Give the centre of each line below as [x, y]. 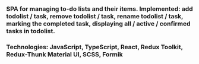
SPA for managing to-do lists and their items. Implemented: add [99, 9]
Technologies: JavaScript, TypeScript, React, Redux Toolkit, [94, 47]
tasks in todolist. [31, 31]
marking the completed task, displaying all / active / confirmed [99, 24]
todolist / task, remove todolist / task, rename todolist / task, [95, 16]
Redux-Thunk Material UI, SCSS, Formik [64, 54]
